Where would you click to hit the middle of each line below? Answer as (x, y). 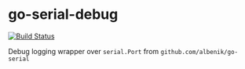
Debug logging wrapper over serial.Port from (84, 51)
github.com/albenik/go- (199, 52)
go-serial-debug (63, 15)
